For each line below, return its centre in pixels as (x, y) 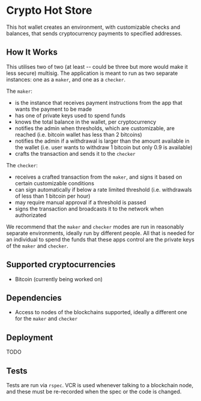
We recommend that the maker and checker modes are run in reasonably (95, 227)
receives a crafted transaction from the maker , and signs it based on (98, 177)
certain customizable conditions (55, 183)
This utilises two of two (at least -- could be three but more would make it (97, 67)
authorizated (31, 215)
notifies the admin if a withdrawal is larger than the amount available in (102, 141)
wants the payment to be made (53, 109)
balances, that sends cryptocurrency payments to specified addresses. (94, 33)
